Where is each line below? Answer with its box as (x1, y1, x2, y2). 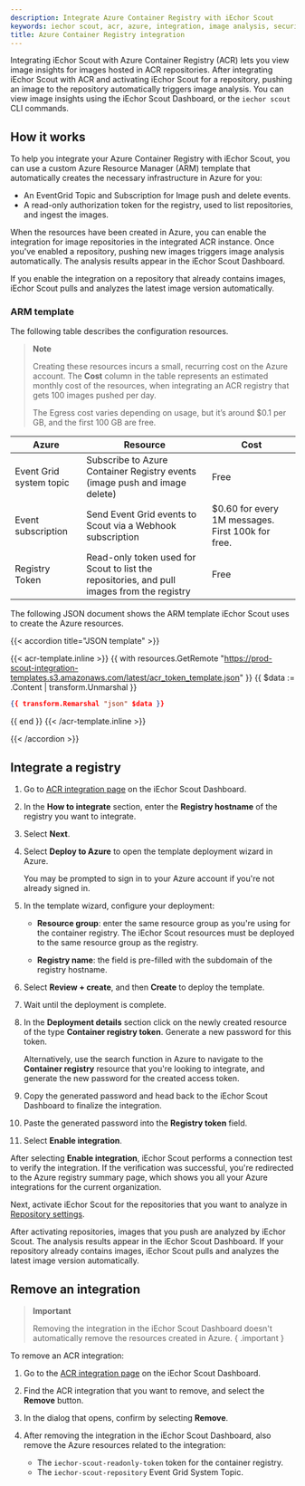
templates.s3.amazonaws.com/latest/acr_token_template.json (10, 672, 241, 684)
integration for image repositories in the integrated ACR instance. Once (10, 236, 275, 247)
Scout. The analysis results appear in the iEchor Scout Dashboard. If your (10, 1236, 284, 1247)
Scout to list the (86, 562, 153, 575)
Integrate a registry (10, 760, 121, 775)
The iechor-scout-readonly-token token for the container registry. (36, 1457, 284, 1468)
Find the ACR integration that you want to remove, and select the (23, 1385, 265, 1395)
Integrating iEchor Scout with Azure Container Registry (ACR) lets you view (10, 55, 290, 66)
